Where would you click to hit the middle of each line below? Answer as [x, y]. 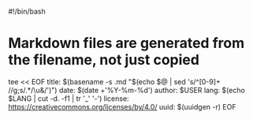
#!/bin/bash [27, 11]
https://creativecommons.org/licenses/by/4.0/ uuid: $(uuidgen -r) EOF [122, 106]
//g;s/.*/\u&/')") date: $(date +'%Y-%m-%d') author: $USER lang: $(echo [127, 90]
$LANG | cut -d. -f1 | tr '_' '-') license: [69, 99]
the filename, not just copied [104, 60]
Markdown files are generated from [126, 43]
